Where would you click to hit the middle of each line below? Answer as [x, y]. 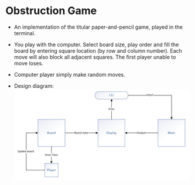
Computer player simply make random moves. [69, 74]
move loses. [28, 63]
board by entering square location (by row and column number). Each [98, 50]
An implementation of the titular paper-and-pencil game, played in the [98, 27]
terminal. [25, 33]
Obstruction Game [51, 11]
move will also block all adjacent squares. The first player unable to [95, 57]
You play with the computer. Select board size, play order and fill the [96, 44]
